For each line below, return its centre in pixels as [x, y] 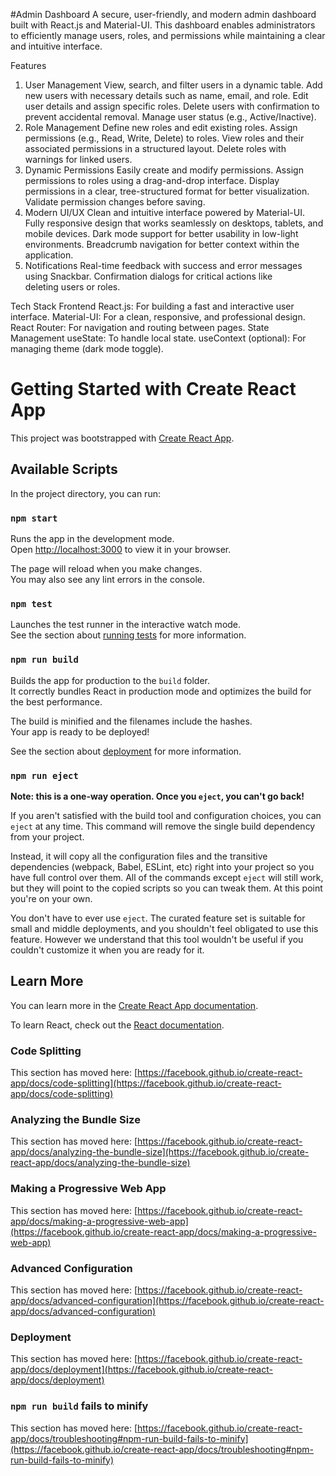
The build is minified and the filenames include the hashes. [131, 721]
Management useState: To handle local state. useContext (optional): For [158, 338]
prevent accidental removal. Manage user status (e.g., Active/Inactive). [170, 117]
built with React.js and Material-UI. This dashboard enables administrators [163, 25]
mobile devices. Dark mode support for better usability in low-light [161, 233]
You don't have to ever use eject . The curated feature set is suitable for [158, 918]
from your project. [47, 836]
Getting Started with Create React [153, 389]
